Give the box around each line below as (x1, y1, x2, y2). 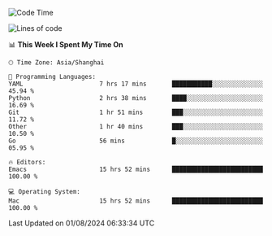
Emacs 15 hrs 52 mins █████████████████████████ (8, 165, 264, 173)
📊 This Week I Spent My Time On (8, 40, 123, 49)
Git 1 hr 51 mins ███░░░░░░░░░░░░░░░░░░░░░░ (8, 108, 264, 116)
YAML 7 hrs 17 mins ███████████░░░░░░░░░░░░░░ (8, 80, 264, 88)
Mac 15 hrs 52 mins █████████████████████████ (8, 197, 264, 205)
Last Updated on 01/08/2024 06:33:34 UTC (8, 218, 155, 228)
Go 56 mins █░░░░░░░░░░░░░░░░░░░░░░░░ (8, 137, 264, 145)
